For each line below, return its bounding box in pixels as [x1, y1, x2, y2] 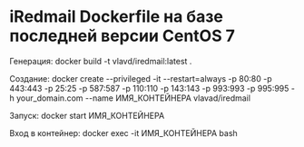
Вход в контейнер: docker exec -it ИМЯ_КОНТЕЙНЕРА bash [9, 127, 238, 138]
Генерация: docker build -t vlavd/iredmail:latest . [9, 55, 192, 66]
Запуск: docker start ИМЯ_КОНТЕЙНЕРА [9, 110, 165, 121]
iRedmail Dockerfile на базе [9, 6, 224, 27]
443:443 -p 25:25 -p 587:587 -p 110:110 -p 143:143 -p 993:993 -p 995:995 [9, 83, 289, 93]
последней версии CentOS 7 [9, 25, 236, 46]
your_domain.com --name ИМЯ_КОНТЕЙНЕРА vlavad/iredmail [16, 93, 251, 103]
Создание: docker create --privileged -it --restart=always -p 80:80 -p [9, 73, 272, 83]
